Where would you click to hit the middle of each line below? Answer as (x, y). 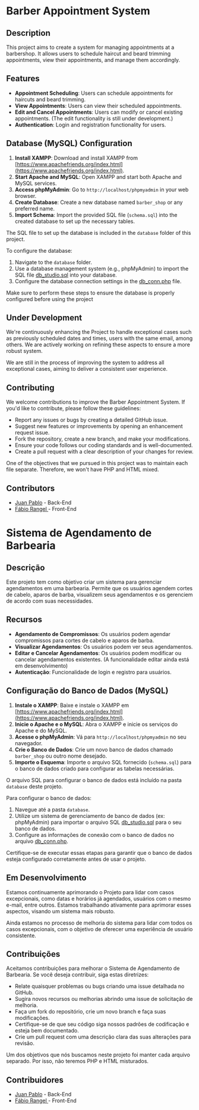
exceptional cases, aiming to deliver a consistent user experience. (87, 369)
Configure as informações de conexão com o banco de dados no (94, 835)
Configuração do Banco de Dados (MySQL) (87, 691)
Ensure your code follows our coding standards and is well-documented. (104, 445)
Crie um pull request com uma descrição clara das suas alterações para (103, 1037)
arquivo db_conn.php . (41, 841)
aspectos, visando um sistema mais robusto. (61, 911)
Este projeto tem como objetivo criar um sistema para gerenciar (84, 582)
